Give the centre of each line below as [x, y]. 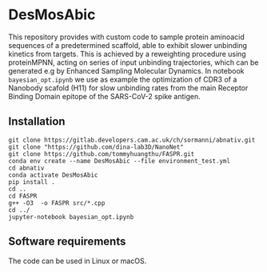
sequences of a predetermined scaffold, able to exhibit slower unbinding [128, 45]
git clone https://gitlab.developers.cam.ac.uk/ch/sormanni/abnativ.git [132, 140]
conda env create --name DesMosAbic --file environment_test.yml [119, 161]
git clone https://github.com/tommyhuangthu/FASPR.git [102, 154]
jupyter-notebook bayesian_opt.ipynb [71, 217]
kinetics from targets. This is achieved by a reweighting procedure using [127, 54]
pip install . [32, 182]
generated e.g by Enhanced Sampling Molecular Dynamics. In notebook [127, 70]
